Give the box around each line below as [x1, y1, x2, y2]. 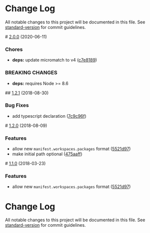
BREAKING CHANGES [5, 69, 58, 76]
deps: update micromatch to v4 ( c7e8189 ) [12, 57, 97, 63]
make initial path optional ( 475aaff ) [12, 151, 83, 157]
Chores [5, 46, 23, 53]
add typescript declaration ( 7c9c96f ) [12, 113, 86, 119]
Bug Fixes [5, 102, 29, 109]
